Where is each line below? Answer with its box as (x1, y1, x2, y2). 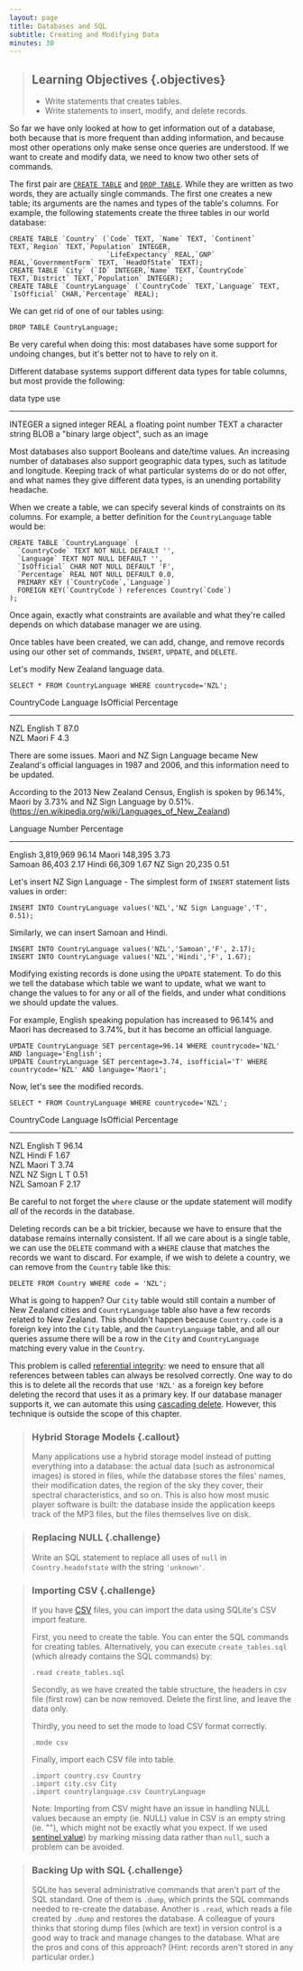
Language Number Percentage (9, 823, 124, 835)
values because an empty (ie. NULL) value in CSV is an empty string (31, 1812, 286, 1823)
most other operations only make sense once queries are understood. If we (9, 142, 289, 153)
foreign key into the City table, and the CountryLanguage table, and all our (9, 1324, 280, 1335)
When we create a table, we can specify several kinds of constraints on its (9, 502, 286, 513)
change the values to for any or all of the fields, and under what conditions (9, 987, 287, 998)
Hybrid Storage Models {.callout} (31, 1430, 180, 1443)
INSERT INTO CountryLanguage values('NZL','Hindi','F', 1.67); (9, 953, 252, 962)
